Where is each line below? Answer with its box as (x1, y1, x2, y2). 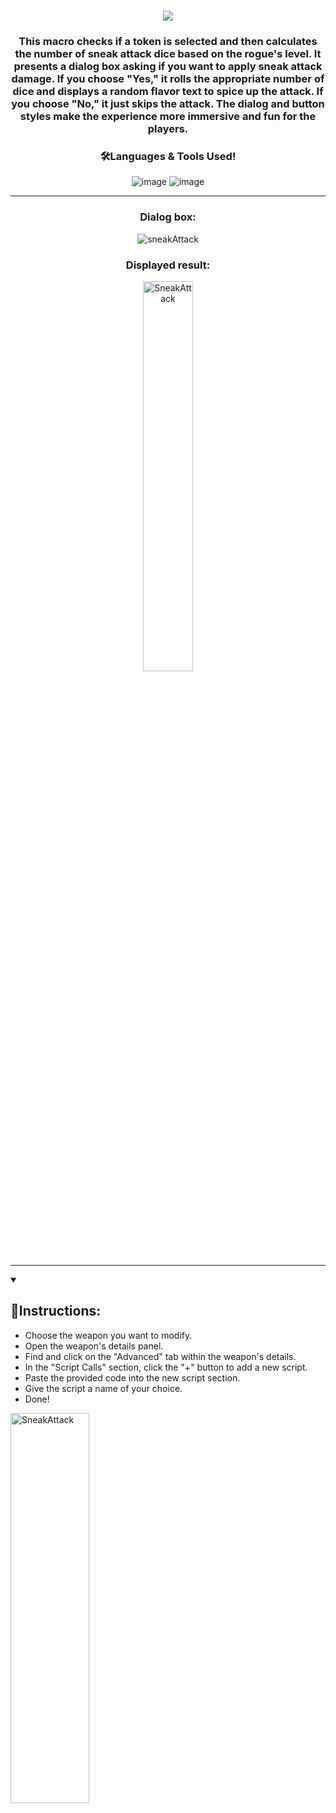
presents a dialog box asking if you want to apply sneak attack (13, 60, 323, 74)
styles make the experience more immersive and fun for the (19, 110, 317, 124)
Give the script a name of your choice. (24, 1382, 183, 1394)
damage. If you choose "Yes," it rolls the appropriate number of (11, 72, 325, 86)
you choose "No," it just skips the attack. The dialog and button (11, 97, 325, 111)
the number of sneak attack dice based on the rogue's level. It (14, 47, 322, 61)
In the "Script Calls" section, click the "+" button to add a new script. (24, 1361, 308, 1373)
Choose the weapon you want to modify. (24, 1329, 193, 1341)
